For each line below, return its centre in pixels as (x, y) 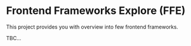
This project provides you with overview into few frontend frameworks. (92, 27)
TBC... (14, 38)
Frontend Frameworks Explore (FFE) (96, 11)
